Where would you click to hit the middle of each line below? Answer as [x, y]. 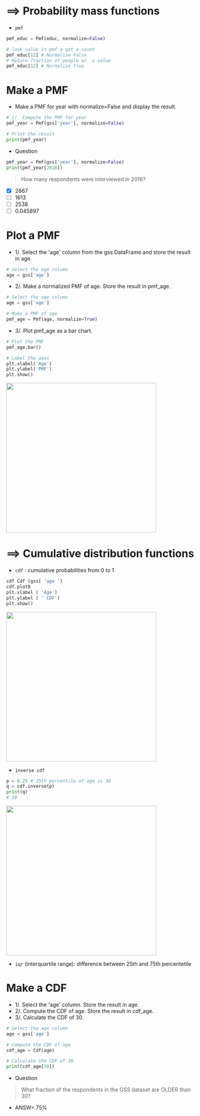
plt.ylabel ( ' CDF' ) [33, 598]
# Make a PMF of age [32, 314]
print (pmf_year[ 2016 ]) [34, 168]
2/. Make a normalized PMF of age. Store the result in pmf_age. [93, 286]
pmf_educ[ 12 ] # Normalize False [46, 55]
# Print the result [31, 134]
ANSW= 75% [31, 1108]
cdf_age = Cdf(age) [31, 1050]
